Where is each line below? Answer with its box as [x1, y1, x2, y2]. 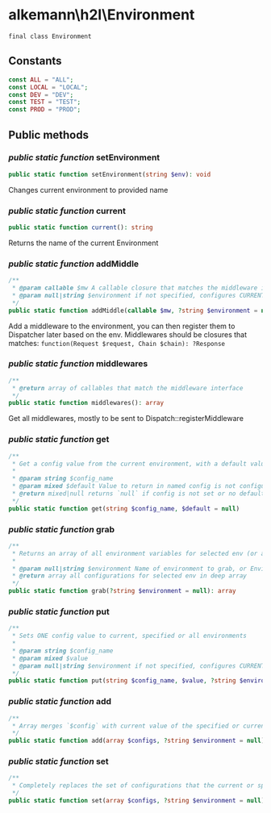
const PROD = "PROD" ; [8, 106, 81, 114]
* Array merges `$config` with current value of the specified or [11, 722, 240, 730]
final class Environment [8, 32, 92, 40]
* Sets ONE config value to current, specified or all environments [11, 632, 248, 640]
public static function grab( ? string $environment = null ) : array [8, 587, 236, 595]
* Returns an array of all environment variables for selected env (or [11, 549, 258, 557]
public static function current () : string [8, 223, 153, 231]
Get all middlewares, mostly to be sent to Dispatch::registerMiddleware [8, 414, 244, 423]
